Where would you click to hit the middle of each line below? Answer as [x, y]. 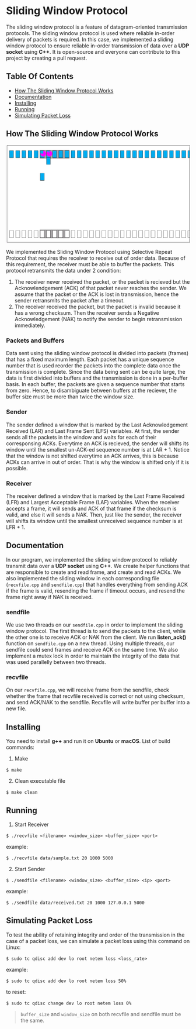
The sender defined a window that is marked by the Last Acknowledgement [97, 425]
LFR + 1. [16, 527]
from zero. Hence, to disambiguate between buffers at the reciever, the [91, 391]
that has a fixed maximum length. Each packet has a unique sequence [90, 359]
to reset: [16, 992]
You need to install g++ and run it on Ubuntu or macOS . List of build [88, 741]
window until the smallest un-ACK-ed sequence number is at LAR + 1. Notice [98, 449]
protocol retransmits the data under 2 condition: [64, 271]
